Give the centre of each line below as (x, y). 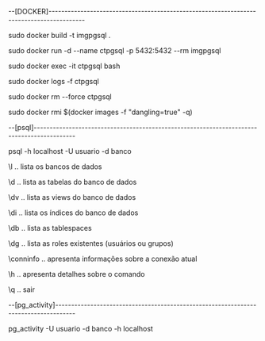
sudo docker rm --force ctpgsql (60, 97)
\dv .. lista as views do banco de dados (72, 197)
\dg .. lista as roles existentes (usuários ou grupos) (91, 243)
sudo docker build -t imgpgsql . (60, 35)
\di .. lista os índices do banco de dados (73, 213)
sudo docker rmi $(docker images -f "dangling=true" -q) (100, 112)
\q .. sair (22, 289)
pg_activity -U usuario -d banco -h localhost (81, 329)
